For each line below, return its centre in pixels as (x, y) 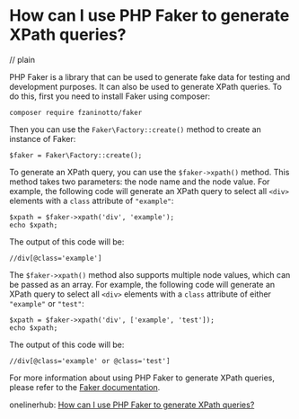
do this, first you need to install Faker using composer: (110, 96)
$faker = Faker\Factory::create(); (76, 155)
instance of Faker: (43, 138)
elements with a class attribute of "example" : (92, 201)
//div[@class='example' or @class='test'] (90, 361)
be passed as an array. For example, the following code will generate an (142, 284)
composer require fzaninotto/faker (76, 112)
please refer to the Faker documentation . (85, 387)
